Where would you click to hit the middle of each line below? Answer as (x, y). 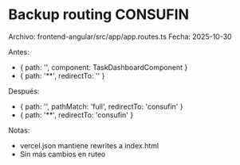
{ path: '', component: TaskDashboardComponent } (104, 67)
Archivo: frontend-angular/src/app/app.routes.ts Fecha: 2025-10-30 (120, 36)
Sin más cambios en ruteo (63, 154)
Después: (24, 91)
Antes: (19, 52)
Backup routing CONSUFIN (99, 15)
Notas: (19, 130)
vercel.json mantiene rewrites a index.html (89, 145)
